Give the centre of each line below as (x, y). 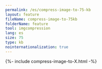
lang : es (14, 33)
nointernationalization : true (37, 47)
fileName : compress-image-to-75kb (41, 19)
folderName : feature (27, 24)
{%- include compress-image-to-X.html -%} (51, 61)
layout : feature (22, 14)
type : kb (14, 42)
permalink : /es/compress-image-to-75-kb (48, 10)
